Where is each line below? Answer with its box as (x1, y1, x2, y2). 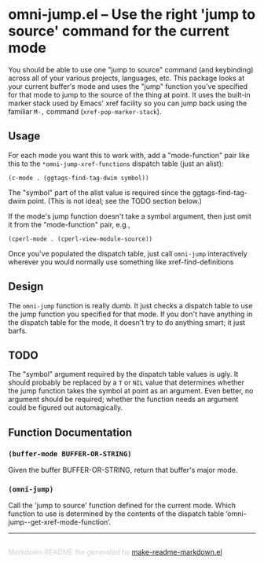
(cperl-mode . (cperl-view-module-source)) (8, 234, 153, 243)
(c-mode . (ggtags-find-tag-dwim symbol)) (8, 174, 149, 182)
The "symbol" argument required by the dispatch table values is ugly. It (8, 370, 239, 379)
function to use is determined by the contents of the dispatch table (8, 509, 225, 518)
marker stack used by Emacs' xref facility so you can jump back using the (8, 98, 247, 108)
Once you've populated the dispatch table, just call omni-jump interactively (8, 249, 247, 258)
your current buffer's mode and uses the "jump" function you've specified (8, 81, 248, 91)
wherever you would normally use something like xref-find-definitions (8, 257, 234, 267)
